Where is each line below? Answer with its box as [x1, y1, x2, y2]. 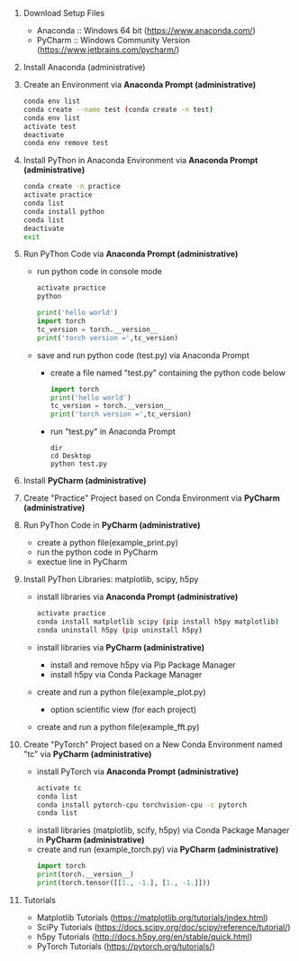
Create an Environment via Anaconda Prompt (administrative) [23, 79, 257, 89]
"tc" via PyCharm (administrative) [23, 748, 152, 759]
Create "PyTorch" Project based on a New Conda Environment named [23, 739, 283, 750]
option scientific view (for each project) [50, 704, 197, 715]
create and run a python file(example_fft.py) [36, 721, 200, 732]
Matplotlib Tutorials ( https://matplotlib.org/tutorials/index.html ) [36, 911, 268, 923]
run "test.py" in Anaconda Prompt [50, 426, 177, 437]
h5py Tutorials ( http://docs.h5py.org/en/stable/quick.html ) [36, 931, 253, 942]
